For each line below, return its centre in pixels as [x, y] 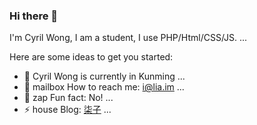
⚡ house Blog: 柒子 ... [67, 110]
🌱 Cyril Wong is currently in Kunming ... [104, 76]
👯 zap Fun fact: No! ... [68, 98]
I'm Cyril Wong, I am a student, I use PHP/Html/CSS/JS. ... [128, 38]
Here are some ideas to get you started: [91, 57]
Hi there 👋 [34, 16]
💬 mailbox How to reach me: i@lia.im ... [104, 87]
